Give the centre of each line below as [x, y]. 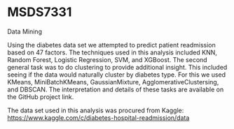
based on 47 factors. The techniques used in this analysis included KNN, [112, 52]
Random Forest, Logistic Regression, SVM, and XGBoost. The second [108, 59]
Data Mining [25, 31]
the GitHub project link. [41, 97]
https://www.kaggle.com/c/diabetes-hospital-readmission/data [98, 117]
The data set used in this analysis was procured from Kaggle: [96, 110]
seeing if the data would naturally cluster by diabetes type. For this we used [117, 75]
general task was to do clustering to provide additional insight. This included [117, 67]
